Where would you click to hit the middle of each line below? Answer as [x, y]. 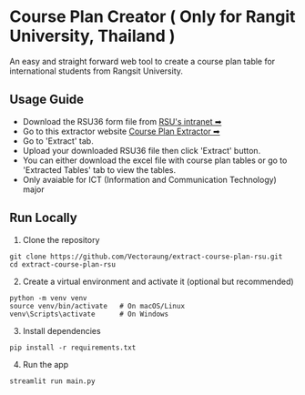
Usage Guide [47, 100]
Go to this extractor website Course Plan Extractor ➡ [121, 131]
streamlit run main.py [52, 381]
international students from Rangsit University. [97, 71]
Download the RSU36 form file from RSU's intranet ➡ [122, 121]
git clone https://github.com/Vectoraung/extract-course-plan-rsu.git [146, 257]
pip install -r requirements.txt [73, 348]
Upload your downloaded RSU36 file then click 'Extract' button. [142, 150]
